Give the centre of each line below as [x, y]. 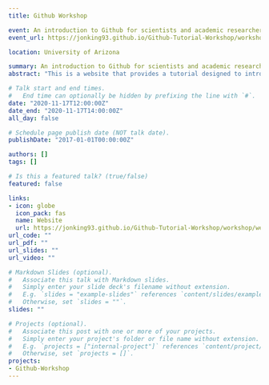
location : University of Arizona [64, 52]
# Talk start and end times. [57, 89]
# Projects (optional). [48, 324]
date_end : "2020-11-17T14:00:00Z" [66, 110]
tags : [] [23, 162]
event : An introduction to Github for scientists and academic [116, 30]
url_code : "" [30, 236]
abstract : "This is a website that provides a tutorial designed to [125, 74]
